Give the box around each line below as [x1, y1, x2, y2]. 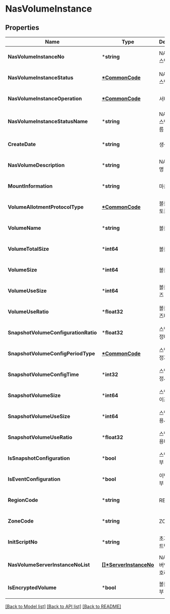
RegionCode [8, 497, 38, 503]
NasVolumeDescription [8, 162, 65, 168]
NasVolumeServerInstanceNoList [8, 561, 90, 568]
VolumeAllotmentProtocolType [8, 203, 84, 211]
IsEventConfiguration [8, 475, 61, 483]
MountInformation [8, 183, 53, 189]
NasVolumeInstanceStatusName [8, 118, 88, 125]
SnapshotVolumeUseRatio [8, 434, 72, 440]
